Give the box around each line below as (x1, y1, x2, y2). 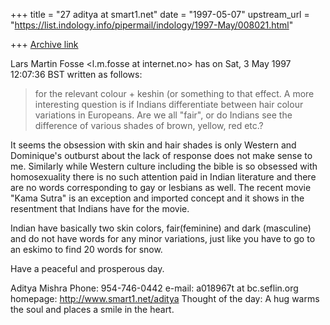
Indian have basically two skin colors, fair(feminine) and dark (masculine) (10, 222, 312, 234)
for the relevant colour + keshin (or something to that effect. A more (34, 88, 315, 99)
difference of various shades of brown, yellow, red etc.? (34, 120, 264, 131)
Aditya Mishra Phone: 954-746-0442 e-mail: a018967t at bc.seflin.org (10, 282, 299, 294)
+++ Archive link (10, 39, 79, 50)
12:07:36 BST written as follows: (10, 69, 143, 80)
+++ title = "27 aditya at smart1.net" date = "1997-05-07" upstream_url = (10, 9, 310, 20)
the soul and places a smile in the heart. (10, 304, 175, 315)
